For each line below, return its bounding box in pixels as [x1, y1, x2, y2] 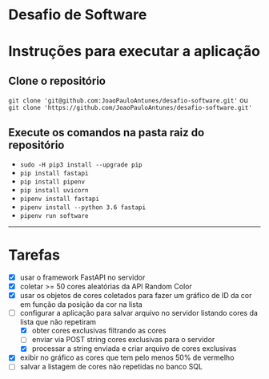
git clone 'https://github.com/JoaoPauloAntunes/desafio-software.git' [8, 104, 252, 112]
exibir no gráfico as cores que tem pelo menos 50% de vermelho [19, 353, 235, 362]
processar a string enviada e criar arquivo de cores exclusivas [31, 344, 237, 353]
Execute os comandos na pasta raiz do [8, 126, 205, 139]
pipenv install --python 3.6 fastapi [19, 204, 147, 212]
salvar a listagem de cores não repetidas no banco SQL [19, 362, 203, 372]
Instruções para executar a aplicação [8, 42, 261, 61]
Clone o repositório [8, 74, 106, 87]
